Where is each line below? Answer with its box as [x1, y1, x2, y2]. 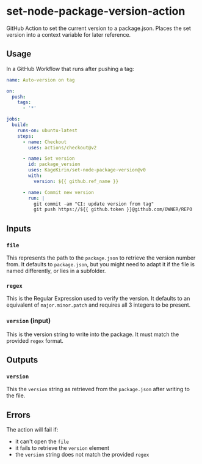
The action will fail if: [6, 426, 59, 433]
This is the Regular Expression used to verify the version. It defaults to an [6, 295, 190, 302]
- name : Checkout [22, 139, 67, 145]
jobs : [6, 116, 20, 122]
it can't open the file [15, 438, 69, 445]
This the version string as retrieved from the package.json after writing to [6, 386, 190, 393]
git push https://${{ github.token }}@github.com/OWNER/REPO [33, 206, 192, 212]
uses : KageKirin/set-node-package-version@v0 [28, 167, 146, 173]
